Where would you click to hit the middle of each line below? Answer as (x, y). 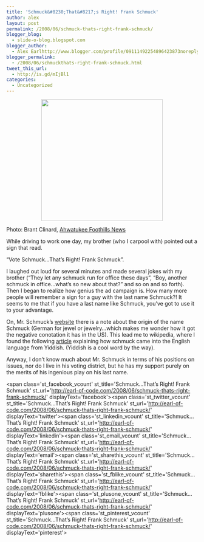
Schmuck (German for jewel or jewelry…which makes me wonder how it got (101, 328)
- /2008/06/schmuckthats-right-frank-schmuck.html (77, 63)
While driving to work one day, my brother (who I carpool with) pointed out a (102, 241)
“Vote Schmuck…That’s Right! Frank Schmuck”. (65, 259)
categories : (21, 80)
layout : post (23, 23)
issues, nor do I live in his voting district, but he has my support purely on (98, 366)
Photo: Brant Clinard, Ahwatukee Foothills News (66, 229)
